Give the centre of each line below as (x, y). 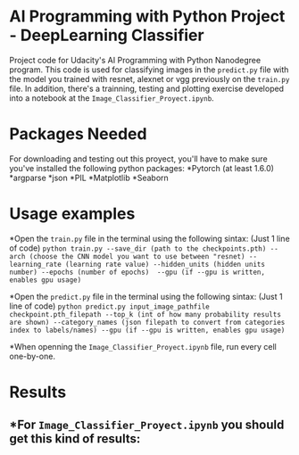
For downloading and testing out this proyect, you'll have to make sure (138, 159)
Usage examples (72, 214)
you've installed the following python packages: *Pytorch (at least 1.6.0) (142, 168)
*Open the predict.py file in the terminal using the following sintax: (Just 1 (146, 296)
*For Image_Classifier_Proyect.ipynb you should (147, 425)
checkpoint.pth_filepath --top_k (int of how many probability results (145, 314)
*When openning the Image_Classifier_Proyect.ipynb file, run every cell (143, 346)
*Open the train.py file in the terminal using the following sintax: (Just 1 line (149, 238)
